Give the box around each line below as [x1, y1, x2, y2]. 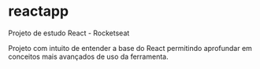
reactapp [8, 2, 69, 20]
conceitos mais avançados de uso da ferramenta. [8, 52, 169, 61]
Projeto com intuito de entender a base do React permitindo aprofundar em [8, 43, 252, 53]
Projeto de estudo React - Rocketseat [8, 28, 130, 38]
